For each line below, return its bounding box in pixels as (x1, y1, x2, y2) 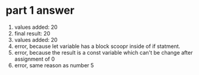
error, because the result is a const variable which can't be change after (14, 49, 193, 56)
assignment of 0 (14, 55, 55, 62)
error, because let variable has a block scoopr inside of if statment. (14, 43, 181, 50)
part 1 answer (5, 4, 75, 17)
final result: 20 (14, 29, 51, 37)
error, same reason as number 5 (14, 61, 94, 69)
